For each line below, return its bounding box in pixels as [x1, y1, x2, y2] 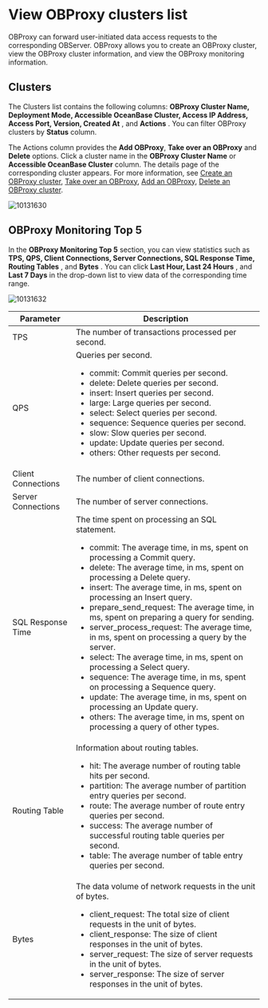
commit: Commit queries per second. [89, 367, 229, 378]
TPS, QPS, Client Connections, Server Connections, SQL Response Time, [8, 253, 255, 262]
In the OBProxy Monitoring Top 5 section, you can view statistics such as [8, 245, 250, 254]
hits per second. [89, 770, 150, 781]
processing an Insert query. [89, 592, 193, 603]
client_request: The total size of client [89, 908, 230, 919]
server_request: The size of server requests [89, 948, 254, 959]
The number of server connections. [75, 496, 209, 507]
